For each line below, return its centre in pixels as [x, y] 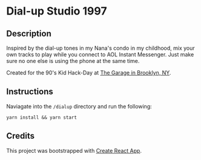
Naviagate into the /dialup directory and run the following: [79, 106]
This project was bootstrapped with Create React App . [74, 150]
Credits [21, 136]
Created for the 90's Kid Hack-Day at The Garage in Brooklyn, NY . [89, 73]
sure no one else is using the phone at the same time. [73, 61]
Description [29, 34]
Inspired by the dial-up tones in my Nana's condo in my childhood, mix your [100, 48]
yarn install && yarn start [42, 117]
